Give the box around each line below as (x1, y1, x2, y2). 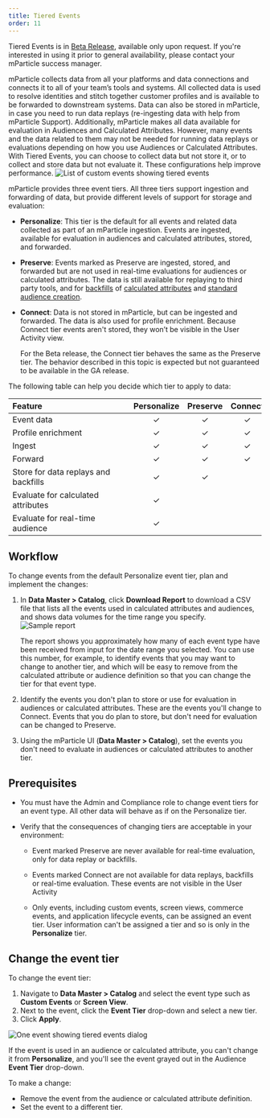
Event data (12, 413, 53, 425)
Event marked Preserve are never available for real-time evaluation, (31, 846, 256, 856)
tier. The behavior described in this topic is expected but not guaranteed (19, 357, 260, 367)
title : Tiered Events (8, 11, 81, 20)
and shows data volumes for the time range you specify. (19, 612, 207, 622)
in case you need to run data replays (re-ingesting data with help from (8, 108, 240, 117)
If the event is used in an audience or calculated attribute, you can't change (8, 1045, 259, 1054)
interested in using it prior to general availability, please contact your (8, 50, 235, 60)
